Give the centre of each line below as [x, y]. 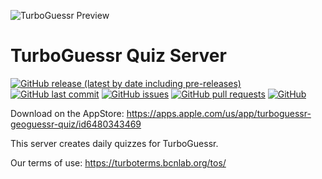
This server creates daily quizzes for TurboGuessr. [114, 143]
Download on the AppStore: [67, 113]
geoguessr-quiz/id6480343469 [76, 124]
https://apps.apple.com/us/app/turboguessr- [219, 113]
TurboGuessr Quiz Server [118, 56]
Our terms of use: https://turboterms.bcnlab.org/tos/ [118, 162]
